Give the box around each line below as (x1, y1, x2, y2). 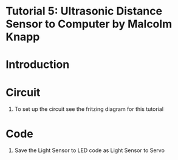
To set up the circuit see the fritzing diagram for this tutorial (14, 105, 164, 113)
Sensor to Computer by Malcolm (5, 17, 173, 31)
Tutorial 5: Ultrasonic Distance (5, 4, 162, 18)
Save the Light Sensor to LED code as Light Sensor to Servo (14, 147, 165, 154)
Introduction (5, 58, 70, 72)
